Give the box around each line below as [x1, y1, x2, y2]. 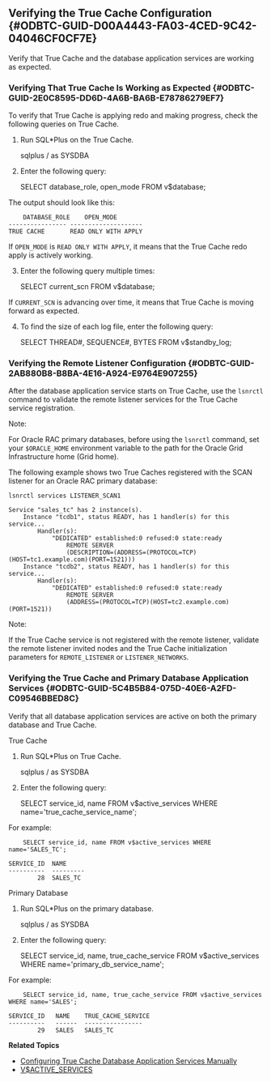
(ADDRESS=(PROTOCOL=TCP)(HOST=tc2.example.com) [66, 599, 230, 607]
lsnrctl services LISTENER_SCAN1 [8, 492, 121, 501]
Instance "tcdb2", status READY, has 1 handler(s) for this [23, 563, 230, 571]
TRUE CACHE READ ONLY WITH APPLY [8, 228, 143, 236]
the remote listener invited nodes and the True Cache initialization [8, 644, 228, 654]
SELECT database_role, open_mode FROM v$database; [19, 182, 206, 192]
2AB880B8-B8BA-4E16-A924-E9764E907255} [8, 368, 198, 379]
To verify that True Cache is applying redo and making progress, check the [8, 111, 259, 121]
